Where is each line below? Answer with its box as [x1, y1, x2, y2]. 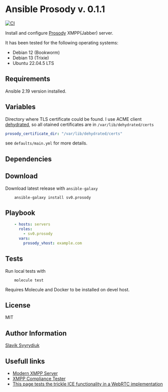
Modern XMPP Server [12, 370, 58, 376]
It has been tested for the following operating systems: [5, 39, 119, 46]
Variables [5, 103, 36, 111]
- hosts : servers [14, 222, 51, 227]
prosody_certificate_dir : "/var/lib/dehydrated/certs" [5, 131, 123, 136]
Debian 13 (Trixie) [12, 54, 49, 61]
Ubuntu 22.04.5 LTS [12, 60, 54, 66]
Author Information [5, 329, 67, 338]
